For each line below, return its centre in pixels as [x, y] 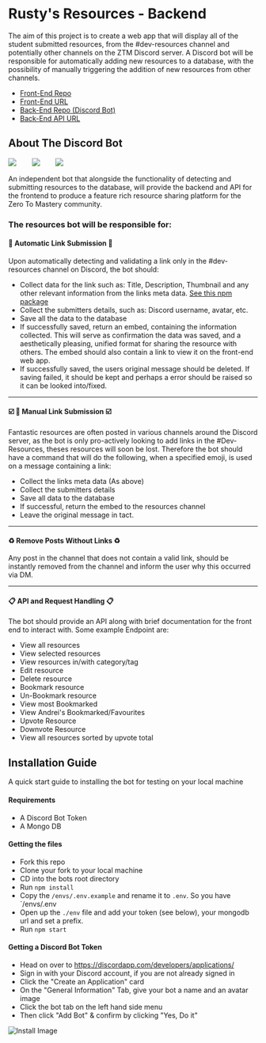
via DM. [21, 575]
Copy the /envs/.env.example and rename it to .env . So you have [125, 895]
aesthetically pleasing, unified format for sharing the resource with [128, 343]
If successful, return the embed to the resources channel [112, 507]
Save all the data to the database [73, 318]
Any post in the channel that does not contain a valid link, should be [119, 558]
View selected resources [60, 653]
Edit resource [42, 671]
